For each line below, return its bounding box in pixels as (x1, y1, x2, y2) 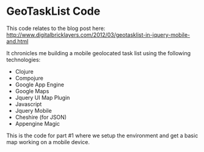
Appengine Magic (15, 120, 60, 127)
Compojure (15, 74, 44, 82)
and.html (6, 37, 29, 45)
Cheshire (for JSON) (15, 113, 67, 121)
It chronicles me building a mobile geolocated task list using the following (6, 49, 191, 56)
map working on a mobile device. (6, 138, 90, 145)
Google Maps (15, 87, 49, 94)
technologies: (6, 56, 41, 63)
